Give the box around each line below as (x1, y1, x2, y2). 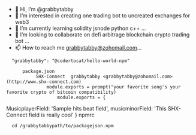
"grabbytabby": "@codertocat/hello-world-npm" (11, 58, 130, 64)
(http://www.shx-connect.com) (6, 79, 82, 85)
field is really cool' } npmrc (28, 111, 95, 118)
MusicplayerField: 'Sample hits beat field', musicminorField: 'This (6, 105, 167, 112)
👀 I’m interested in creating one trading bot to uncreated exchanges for (14, 12, 191, 19)
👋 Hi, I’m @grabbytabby (14, 6, 74, 13)
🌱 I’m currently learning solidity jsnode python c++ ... (14, 24, 146, 32)
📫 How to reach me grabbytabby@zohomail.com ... (14, 44, 142, 51)
